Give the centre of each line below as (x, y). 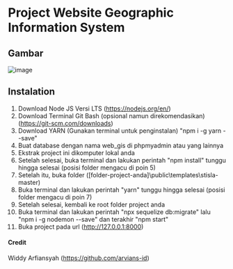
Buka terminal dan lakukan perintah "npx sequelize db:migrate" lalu (114, 212)
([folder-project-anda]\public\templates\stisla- (152, 174)
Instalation (31, 92)
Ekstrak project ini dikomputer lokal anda (76, 153)
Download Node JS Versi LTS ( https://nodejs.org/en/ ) (94, 108)
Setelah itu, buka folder (51, 174)
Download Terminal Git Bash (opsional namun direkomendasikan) (111, 115)
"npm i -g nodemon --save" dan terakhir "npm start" (93, 219)
